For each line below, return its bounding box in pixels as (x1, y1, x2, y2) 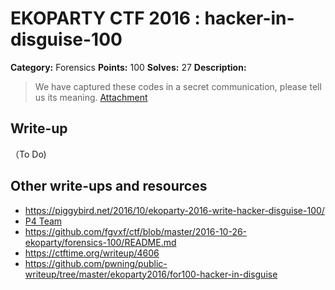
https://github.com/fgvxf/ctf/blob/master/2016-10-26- (24, 225, 248, 237)
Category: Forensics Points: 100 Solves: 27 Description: (10, 61, 247, 73)
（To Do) (10, 148, 47, 160)
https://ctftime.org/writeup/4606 (24, 247, 160, 259)
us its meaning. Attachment (34, 91, 148, 103)
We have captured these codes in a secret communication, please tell (34, 80, 322, 92)
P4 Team (24, 215, 63, 227)
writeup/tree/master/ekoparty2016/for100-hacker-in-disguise (24, 268, 278, 280)
